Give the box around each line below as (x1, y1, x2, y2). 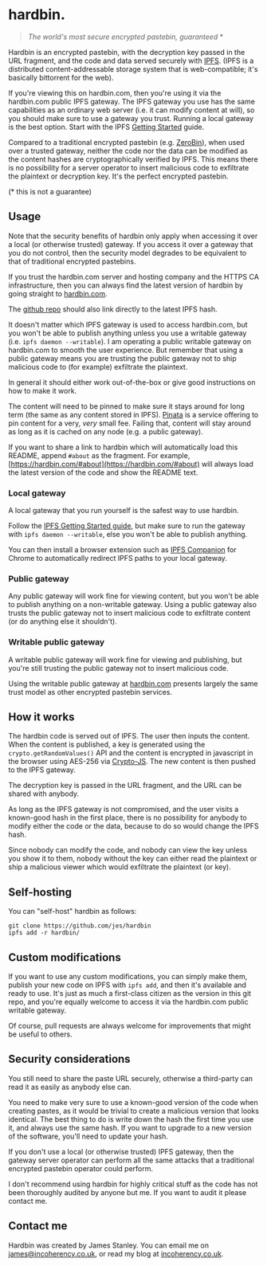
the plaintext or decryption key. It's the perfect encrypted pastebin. (8, 171, 229, 181)
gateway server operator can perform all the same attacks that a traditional (8, 1155, 255, 1165)
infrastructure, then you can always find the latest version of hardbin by (8, 280, 243, 290)
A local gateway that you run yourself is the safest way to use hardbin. (8, 506, 239, 515)
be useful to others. (8, 1029, 73, 1039)
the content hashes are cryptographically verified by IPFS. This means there (8, 154, 258, 164)
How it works (8, 711, 75, 724)
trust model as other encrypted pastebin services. (8, 687, 173, 696)
